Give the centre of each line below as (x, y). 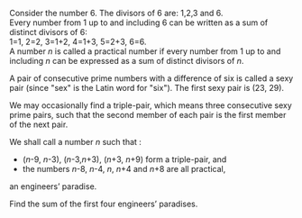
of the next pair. (39, 124)
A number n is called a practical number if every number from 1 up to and (145, 51)
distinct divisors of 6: (48, 32)
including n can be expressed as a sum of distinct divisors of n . (127, 61)
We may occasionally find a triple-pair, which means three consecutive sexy (151, 105)
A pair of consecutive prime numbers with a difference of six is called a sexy (151, 78)
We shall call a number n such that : (76, 142)
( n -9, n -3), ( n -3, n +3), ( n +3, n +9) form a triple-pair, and (124, 159)
